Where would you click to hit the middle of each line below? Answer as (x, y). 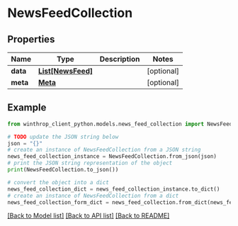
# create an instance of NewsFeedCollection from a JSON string (104, 150)
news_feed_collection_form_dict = (58, 202)
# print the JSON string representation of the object (90, 163)
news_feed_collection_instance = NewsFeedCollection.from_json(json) (112, 157)
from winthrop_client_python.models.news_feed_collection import (106, 124)
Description (120, 59)
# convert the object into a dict (58, 182)
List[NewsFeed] (66, 71)
